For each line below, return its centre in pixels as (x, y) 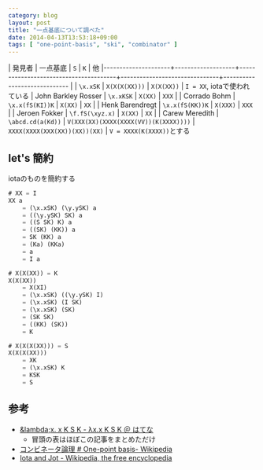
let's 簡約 (31, 158)
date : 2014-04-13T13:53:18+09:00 (63, 37)
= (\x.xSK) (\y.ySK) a (59, 208)
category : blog (33, 15)
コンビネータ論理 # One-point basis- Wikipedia (96, 449)
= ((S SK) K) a (47, 222)
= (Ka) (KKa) (44, 244)
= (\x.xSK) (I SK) (52, 303)
